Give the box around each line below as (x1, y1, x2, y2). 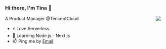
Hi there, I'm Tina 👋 (5, 4, 52, 11)
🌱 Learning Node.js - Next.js (12, 33, 70, 39)
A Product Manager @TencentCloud (5, 16, 79, 22)
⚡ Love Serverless (12, 26, 49, 32)
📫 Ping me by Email (12, 38, 53, 44)
